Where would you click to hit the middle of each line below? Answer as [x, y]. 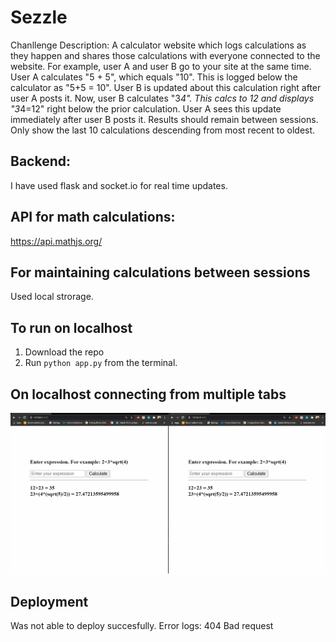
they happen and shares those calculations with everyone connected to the [165, 55]
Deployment [49, 601]
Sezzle [39, 17]
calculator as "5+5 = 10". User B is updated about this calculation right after [166, 87]
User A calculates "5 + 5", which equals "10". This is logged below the [154, 77]
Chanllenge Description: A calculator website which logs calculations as [158, 45]
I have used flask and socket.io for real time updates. [119, 185]
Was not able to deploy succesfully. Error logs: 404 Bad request [142, 625]
